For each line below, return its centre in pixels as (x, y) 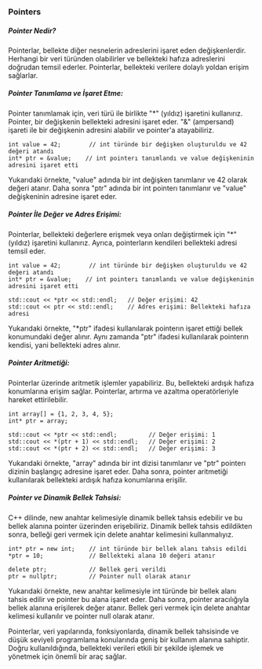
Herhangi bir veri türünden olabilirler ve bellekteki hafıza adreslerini (117, 58)
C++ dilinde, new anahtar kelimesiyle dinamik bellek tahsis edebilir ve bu (126, 517)
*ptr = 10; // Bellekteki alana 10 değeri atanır (112, 556)
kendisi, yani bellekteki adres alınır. (64, 345)
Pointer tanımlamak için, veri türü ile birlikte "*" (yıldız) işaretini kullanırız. (126, 113)
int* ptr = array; (38, 421)
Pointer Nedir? (32, 31)
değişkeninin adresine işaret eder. (63, 196)
